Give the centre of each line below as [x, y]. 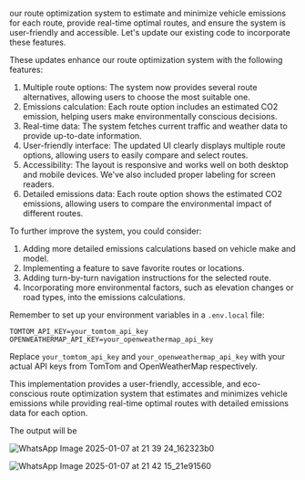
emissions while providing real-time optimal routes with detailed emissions [149, 403]
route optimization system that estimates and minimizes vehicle [169, 393]
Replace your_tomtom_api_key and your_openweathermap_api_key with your [147, 356]
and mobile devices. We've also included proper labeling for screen [149, 174]
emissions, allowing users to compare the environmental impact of [147, 203]
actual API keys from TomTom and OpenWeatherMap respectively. [133, 366]
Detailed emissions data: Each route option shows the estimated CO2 [152, 194]
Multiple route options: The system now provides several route [140, 87]
